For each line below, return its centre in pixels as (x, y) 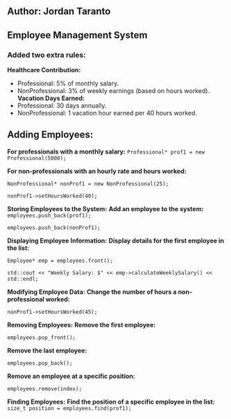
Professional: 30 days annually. (62, 106)
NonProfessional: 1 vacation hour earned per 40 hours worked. (107, 113)
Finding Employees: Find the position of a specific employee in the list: (111, 402)
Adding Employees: (50, 135)
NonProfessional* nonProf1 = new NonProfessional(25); (88, 183)
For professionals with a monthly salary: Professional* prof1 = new (106, 151)
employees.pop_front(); (42, 337)
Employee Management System (77, 35)
